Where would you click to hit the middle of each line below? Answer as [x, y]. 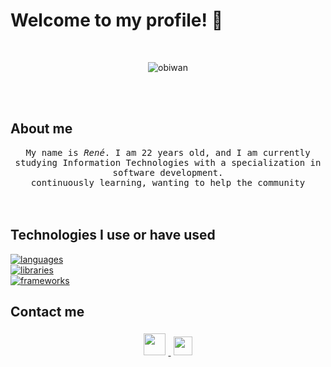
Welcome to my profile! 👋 [117, 20]
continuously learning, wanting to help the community [168, 182]
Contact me [47, 311]
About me [41, 129]
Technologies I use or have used [113, 235]
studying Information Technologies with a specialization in [168, 162]
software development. [168, 172]
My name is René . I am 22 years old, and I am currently [168, 152]
